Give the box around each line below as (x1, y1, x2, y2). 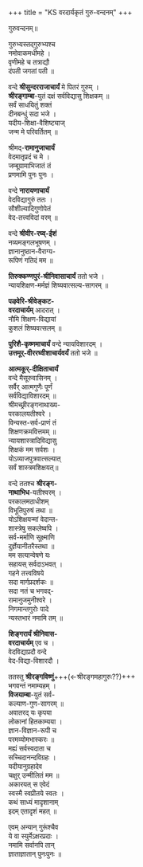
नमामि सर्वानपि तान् (8, 841, 55, 849)
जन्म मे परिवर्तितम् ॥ (8, 127, 58, 136)
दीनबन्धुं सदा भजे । (8, 109, 57, 119)
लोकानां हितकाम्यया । (8, 717, 63, 726)
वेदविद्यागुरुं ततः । (8, 195, 53, 204)
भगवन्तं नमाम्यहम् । (8, 681, 57, 690)
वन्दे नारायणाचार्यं (8, 186, 49, 195)
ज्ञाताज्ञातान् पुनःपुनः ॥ (8, 849, 62, 858)
